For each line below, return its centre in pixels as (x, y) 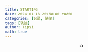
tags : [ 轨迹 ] (18, 23)
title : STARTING (21, 9)
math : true (16, 32)
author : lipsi (19, 27)
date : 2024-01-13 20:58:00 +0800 (39, 14)
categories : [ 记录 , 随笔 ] (30, 18)
